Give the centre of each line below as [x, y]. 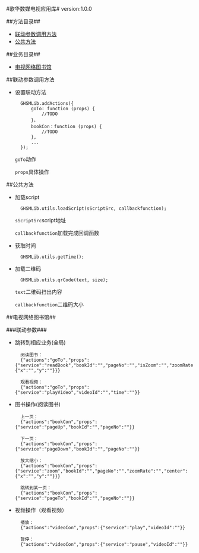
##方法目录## [23, 21]
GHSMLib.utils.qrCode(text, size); [64, 280]
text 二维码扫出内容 [38, 292]
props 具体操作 [32, 172]
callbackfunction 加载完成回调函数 [57, 233]
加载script [27, 197]
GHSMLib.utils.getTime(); [52, 257]
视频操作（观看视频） [41, 510]
